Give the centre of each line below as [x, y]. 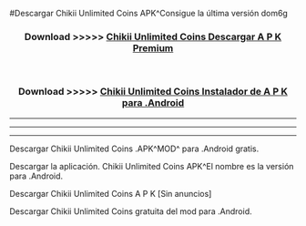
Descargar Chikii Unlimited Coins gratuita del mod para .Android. [131, 211]
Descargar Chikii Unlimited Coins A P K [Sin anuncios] [111, 193]
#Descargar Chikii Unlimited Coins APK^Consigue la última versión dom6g [149, 13]
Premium [153, 47]
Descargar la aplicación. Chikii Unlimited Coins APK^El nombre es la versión [152, 166]
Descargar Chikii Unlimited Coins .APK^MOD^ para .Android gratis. [134, 149]
